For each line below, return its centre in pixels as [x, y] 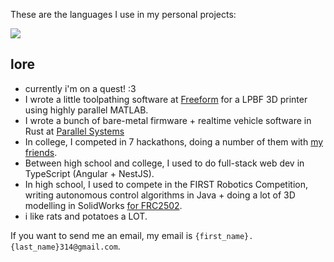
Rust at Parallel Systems [74, 131]
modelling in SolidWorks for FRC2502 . [103, 205]
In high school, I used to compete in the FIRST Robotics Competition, [166, 184]
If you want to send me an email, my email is [101, 235]
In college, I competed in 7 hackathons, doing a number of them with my [174, 141]
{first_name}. [224, 236]
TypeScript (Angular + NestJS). [89, 173]
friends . [41, 152]
